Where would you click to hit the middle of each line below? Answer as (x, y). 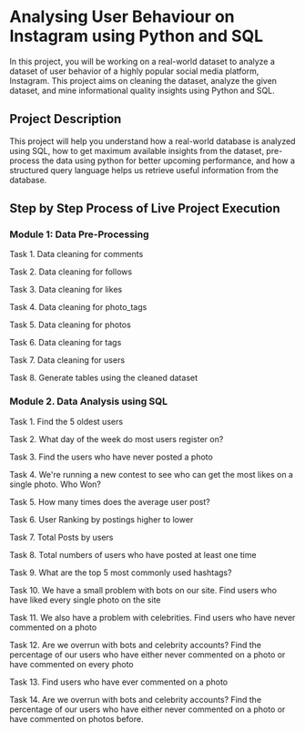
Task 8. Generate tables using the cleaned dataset (104, 378)
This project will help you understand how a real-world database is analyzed (152, 141)
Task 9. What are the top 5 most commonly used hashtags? (121, 573)
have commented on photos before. (76, 718)
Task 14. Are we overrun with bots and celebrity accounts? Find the (136, 699)
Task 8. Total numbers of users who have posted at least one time (133, 554)
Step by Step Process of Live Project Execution (145, 208)
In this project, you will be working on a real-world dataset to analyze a (142, 61)
